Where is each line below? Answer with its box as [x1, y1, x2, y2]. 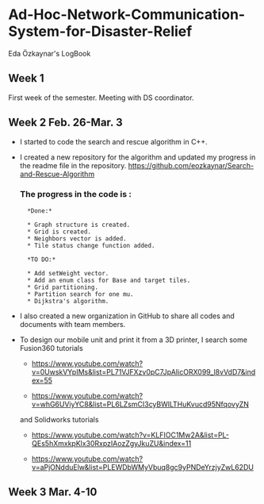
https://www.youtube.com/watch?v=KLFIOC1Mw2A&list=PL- [31, 430, 230, 440]
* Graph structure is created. [27, 221, 131, 229]
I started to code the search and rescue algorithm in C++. [19, 137, 208, 146]
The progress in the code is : [19, 189, 132, 200]
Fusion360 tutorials [19, 343, 83, 352]
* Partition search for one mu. [27, 290, 134, 298]
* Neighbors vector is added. [27, 234, 127, 243]
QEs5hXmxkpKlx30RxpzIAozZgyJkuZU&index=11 [31, 438, 192, 448]
